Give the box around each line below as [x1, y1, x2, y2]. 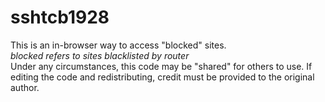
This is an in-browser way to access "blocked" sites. [10, 39, 227, 51]
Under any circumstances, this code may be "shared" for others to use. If [10, 60, 313, 72]
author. [10, 81, 40, 93]
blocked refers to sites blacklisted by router [10, 49, 190, 61]
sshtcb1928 [10, 6, 110, 29]
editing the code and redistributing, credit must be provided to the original [10, 71, 315, 83]
